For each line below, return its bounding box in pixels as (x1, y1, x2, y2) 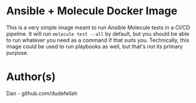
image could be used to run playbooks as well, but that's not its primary (6, 43, 183, 50)
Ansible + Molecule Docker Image (6, 4, 178, 18)
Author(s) (6, 70, 56, 84)
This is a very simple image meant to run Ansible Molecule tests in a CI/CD (6, 24, 191, 31)
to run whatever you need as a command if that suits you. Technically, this (6, 36, 189, 43)
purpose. (6, 49, 29, 56)
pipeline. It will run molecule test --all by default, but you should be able (6, 30, 190, 37)
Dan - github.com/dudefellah (6, 89, 78, 96)
